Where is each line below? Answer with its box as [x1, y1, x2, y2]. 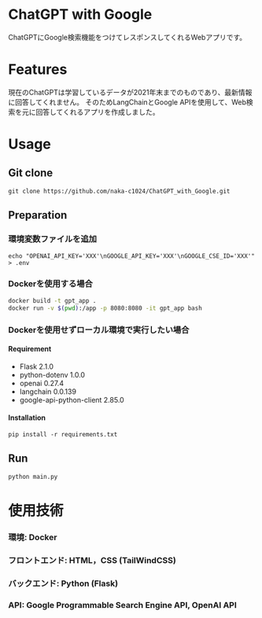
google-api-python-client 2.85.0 [19, 395, 124, 404]
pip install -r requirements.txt [8, 430, 118, 438]
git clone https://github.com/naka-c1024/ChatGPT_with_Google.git [8, 187, 231, 195]
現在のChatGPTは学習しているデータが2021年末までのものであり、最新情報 [8, 87, 253, 97]
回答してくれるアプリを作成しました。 [35, 107, 160, 116]
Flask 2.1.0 [19, 362, 54, 371]
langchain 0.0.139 [19, 387, 77, 396]
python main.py [8, 473, 58, 480]
